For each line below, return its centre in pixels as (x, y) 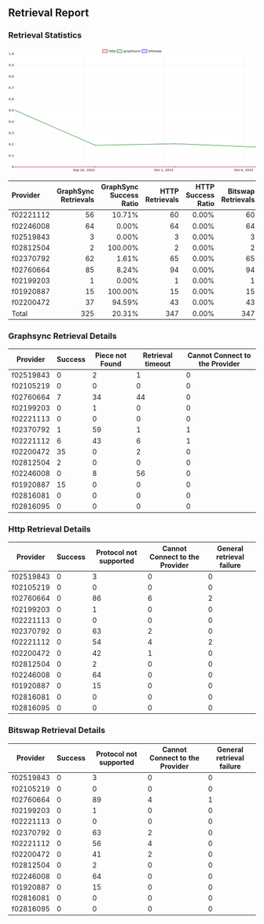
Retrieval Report (49, 13)
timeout (158, 363)
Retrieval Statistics (45, 35)
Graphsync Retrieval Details (62, 336)
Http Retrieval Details (49, 528)
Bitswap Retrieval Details (57, 731)
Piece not (111, 355)
